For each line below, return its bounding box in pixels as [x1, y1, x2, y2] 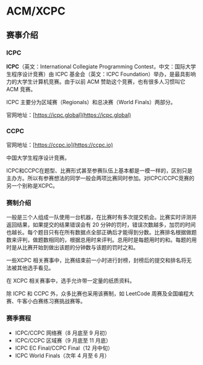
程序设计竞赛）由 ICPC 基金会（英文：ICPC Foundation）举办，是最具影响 [11, 70, 196, 77]
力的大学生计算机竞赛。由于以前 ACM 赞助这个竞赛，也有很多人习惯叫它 [6, 77, 185, 85]
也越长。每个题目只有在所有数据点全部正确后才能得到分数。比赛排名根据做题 [6, 229, 197, 236]
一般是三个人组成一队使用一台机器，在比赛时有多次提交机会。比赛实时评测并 [6, 214, 197, 221]
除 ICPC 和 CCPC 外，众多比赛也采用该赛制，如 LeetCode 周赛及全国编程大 [6, 290, 195, 297]
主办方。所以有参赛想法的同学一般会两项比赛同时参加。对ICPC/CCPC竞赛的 [6, 174, 195, 182]
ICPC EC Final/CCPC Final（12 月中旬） [14, 344, 114, 352]
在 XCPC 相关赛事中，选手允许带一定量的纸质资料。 [6, 277, 135, 284]
